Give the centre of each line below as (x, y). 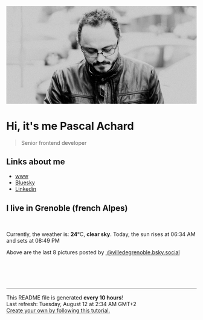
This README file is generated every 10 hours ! (65, 298)
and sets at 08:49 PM (33, 241)
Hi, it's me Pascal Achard (70, 126)
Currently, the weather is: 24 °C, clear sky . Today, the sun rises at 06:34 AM (101, 234)
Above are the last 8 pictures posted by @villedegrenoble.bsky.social (93, 252)
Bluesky (25, 183)
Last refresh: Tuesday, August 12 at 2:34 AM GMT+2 (72, 304)
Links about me (36, 162)
